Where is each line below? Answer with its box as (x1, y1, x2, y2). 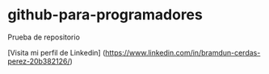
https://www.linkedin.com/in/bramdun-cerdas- (105, 47, 261, 57)
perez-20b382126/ (7, 56, 70, 66)
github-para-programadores (7, 6, 203, 24)
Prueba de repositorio (7, 32, 80, 42)
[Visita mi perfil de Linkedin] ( (7, 47, 106, 57)
